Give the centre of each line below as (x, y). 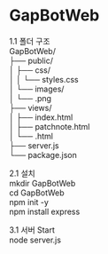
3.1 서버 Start (32, 230)
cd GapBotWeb (37, 193)
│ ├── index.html (41, 117)
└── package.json (43, 155)
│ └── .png (30, 98)
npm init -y (29, 202)
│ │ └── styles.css (44, 79)
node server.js (35, 240)
